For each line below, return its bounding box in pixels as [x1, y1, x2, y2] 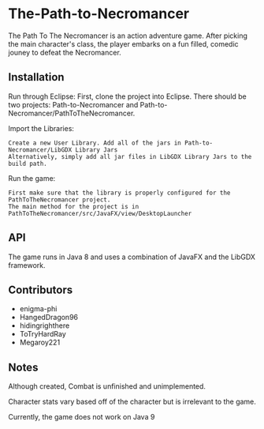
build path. [8, 160, 47, 167]
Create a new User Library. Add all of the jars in [8, 139, 181, 147]
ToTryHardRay [19, 329, 67, 339]
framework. [8, 260, 46, 269]
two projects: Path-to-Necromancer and [8, 100, 139, 109]
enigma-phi [19, 304, 58, 314]
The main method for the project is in [8, 202, 139, 210]
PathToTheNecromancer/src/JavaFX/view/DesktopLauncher [8, 209, 192, 217]
